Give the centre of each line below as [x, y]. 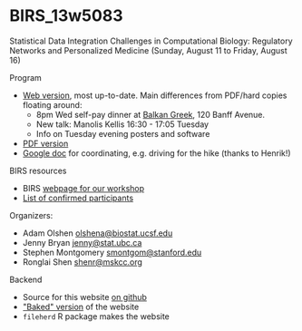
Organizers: [31, 215]
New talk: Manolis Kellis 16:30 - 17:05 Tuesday [122, 124]
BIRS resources [38, 170]
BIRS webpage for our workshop [83, 188]
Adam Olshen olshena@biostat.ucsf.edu [97, 233]
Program [26, 77]
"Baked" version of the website [81, 307]
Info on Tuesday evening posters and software [123, 133]
